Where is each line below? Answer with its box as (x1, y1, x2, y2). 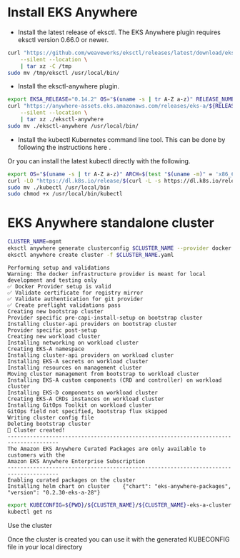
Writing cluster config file (7, 414, 94, 421)
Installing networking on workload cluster (7, 339, 139, 346)
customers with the (7, 451, 66, 459)
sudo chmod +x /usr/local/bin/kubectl (7, 191, 123, 198)
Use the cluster (7, 521, 52, 529)
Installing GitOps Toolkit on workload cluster (7, 401, 152, 409)
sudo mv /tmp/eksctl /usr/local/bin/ (7, 69, 120, 76)
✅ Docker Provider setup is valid (7, 283, 111, 290)
